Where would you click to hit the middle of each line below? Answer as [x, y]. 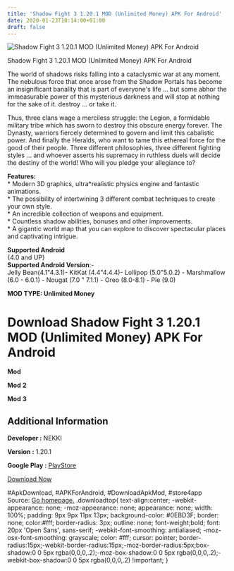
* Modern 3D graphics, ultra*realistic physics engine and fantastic [103, 184]
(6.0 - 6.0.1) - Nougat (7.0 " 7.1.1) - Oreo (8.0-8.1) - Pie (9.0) [92, 280]
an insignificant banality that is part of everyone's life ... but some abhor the [117, 90]
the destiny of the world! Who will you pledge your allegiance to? [101, 163]
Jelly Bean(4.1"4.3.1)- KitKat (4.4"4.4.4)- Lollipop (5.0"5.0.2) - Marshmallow [116, 273]
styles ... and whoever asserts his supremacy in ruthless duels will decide [114, 155]
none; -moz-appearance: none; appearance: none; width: [129, 508]
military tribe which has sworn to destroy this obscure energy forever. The [115, 125]
